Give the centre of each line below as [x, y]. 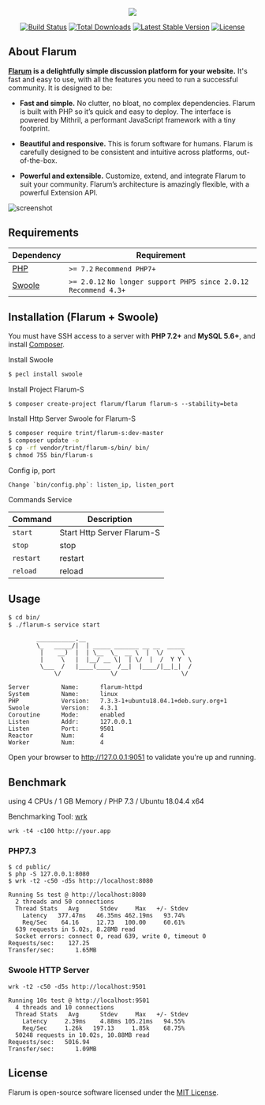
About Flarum [43, 52]
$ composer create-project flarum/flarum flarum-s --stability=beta [123, 404]
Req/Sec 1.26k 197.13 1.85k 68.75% [104, 1028]
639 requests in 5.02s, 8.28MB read [75, 929]
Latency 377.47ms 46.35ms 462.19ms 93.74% [104, 916]
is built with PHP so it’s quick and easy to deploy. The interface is [125, 112]
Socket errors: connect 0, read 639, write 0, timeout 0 [111, 937]
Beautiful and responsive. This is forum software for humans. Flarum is [136, 143]
